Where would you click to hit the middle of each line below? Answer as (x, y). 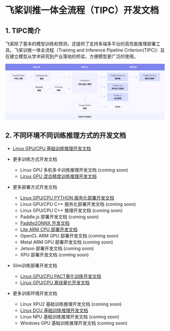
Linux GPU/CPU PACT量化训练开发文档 (60, 276)
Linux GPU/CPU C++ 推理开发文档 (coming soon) (71, 211)
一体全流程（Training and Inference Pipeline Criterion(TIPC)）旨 (98, 50)
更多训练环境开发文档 (35, 294)
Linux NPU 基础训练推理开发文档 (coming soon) (70, 317)
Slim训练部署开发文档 (35, 266)
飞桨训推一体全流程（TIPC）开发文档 (82, 10)
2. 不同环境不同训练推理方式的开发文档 (66, 135)
